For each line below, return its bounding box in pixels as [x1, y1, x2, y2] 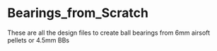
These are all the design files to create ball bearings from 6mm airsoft [7, 28, 211, 37]
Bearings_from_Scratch [7, 5, 148, 21]
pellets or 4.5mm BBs [7, 35, 69, 44]
